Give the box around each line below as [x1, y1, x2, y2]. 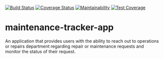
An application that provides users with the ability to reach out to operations [5, 38, 159, 44]
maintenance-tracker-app [5, 22, 114, 33]
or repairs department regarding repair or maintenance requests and [5, 43, 144, 49]
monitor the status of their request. [5, 48, 76, 54]
